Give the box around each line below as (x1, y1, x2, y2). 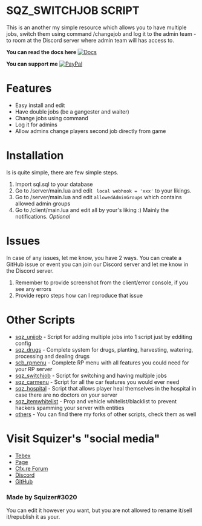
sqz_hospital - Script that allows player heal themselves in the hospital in (15, 384, 197, 392)
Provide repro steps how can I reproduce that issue (15, 292, 143, 299)
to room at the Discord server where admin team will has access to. (6, 36, 174, 44)
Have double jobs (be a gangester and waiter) (15, 108, 130, 115)
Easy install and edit (15, 101, 65, 109)
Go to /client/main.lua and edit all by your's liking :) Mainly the (15, 206, 169, 213)
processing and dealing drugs (15, 352, 90, 360)
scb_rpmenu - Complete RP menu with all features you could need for (15, 359, 189, 366)
